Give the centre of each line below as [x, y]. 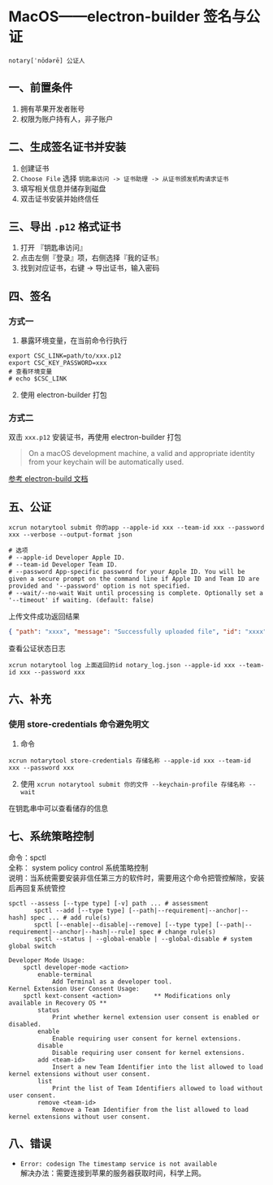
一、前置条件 [41, 87]
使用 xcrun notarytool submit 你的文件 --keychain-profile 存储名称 [132, 783]
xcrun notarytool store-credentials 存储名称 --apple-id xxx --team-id [130, 761]
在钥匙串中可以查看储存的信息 [58, 808]
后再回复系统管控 [37, 888]
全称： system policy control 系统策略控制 [78, 867]
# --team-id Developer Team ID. [63, 565]
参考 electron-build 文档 [48, 479]
